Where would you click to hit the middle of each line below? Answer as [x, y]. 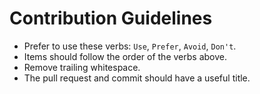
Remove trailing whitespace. [82, 67]
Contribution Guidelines [111, 18]
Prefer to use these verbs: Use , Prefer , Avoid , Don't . [130, 46]
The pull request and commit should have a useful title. [137, 78]
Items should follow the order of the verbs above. [125, 56]
